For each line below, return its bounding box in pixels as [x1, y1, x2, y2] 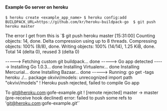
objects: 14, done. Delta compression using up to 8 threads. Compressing [5, 38, 157, 44]
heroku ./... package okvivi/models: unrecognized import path [5, 74, 133, 80]
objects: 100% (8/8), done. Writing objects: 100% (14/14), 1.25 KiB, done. [5, 43, 155, 50]
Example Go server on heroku [5, 4, 69, 10]
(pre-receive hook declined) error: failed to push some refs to [5, 95, 132, 101]
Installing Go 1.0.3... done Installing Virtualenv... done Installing [11, 64, 139, 70]
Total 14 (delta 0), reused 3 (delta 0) [5, 49, 80, 55]
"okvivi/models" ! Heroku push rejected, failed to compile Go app [5, 80, 139, 86]
